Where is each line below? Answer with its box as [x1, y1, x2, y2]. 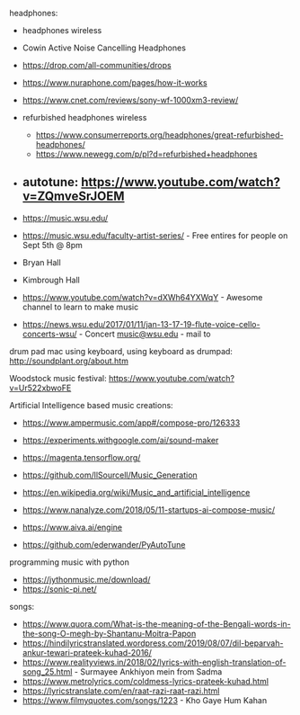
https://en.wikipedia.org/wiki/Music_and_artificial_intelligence [22, 487, 251, 497]
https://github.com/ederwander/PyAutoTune [22, 539, 186, 550]
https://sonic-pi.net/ [22, 584, 97, 594]
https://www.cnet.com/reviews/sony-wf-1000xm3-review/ [22, 94, 239, 105]
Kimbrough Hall [22, 274, 81, 285]
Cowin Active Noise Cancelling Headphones [22, 42, 187, 53]
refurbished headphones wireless [22, 112, 147, 122]
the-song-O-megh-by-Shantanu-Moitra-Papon [22, 628, 197, 639]
